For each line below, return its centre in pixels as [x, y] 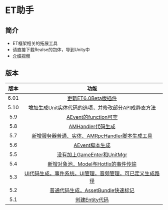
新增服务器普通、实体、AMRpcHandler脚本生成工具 [92, 136]
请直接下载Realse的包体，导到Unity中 [51, 50]
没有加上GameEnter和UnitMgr [92, 154]
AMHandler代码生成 [92, 126]
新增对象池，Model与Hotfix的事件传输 [92, 164]
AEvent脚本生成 [92, 145]
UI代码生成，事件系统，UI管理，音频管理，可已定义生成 [89, 173]
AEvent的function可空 [92, 117]
